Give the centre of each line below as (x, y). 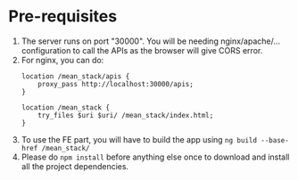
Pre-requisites (63, 16)
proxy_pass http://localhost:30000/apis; (116, 84)
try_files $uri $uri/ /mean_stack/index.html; (126, 115)
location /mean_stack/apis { (75, 76)
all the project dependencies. (75, 166)
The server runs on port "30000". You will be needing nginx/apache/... (151, 41)
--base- (275, 140)
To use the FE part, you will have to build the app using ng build (139, 139)
